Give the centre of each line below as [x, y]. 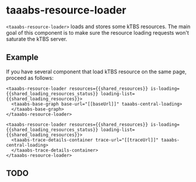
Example [22, 57]
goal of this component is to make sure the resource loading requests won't [98, 32]
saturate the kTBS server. [37, 39]
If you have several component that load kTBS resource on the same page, [96, 72]
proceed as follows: [30, 77]
